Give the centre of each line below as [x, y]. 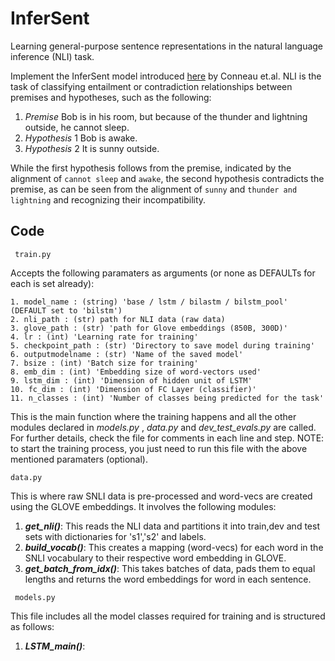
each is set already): [52, 283]
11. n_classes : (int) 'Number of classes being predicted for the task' [167, 398]
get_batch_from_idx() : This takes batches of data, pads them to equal [170, 568]
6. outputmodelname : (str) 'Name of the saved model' [127, 354]
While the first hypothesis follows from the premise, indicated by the [151, 168]
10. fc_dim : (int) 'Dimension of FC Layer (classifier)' [133, 389]
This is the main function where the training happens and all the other [153, 416]
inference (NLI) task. [52, 56]
